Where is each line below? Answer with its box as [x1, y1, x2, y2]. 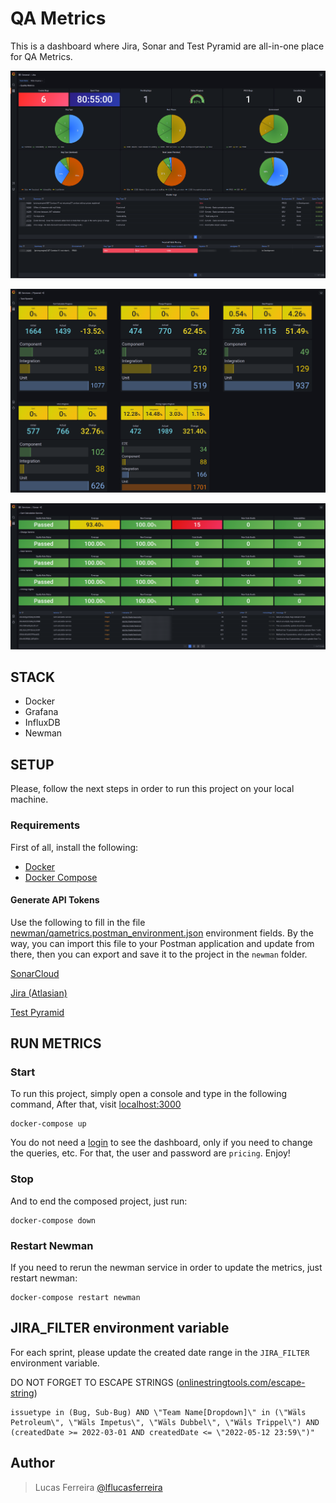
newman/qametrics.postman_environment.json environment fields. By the [10, 927, 314, 939]
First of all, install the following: [10, 841, 139, 853]
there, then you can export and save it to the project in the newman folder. [10, 948, 308, 960]
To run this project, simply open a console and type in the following [10, 1088, 288, 1100]
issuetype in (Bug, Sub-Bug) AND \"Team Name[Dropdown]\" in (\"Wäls [10, 1407, 307, 1417]
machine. [10, 793, 49, 806]
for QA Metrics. [10, 50, 73, 62]
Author [10, 1455, 55, 1472]
